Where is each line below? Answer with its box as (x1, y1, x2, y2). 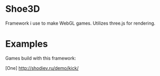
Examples (5, 38, 48, 50)
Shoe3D (5, 3, 40, 15)
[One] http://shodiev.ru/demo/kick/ (5, 65, 79, 71)
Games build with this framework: (5, 55, 76, 61)
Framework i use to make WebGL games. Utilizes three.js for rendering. (5, 20, 156, 26)
